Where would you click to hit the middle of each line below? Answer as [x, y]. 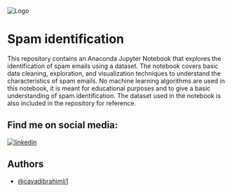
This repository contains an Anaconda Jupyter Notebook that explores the [114, 58]
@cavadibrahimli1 [43, 181]
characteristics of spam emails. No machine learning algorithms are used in [116, 81]
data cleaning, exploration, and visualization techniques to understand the [114, 73]
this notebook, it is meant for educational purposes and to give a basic [109, 88]
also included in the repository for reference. [72, 103]
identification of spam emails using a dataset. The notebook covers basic [113, 66]
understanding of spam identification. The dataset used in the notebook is [114, 95]
